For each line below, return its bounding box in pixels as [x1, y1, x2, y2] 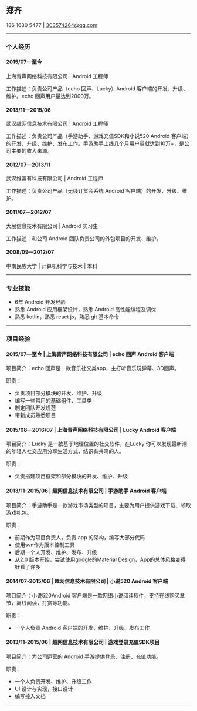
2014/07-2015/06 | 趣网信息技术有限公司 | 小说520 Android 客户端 [6, 578, 168, 585]
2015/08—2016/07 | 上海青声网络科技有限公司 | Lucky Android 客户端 [6, 426, 176, 433]
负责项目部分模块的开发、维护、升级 [14, 390, 103, 397]
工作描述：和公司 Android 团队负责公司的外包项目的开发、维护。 [6, 234, 162, 242]
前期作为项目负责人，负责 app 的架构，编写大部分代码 [14, 534, 145, 541]
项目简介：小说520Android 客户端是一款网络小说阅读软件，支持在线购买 [6, 592, 180, 599]
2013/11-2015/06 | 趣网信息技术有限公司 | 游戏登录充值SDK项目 [6, 639, 160, 646]
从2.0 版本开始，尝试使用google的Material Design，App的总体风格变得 [14, 556, 186, 563]
